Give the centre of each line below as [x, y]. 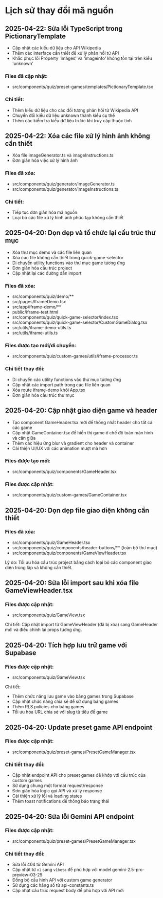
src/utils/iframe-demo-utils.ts [42, 328]
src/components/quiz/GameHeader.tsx [51, 542]
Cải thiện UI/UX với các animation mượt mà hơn [59, 448]
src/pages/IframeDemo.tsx [39, 302]
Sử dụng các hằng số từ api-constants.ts [53, 885]
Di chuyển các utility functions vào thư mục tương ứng [66, 380]
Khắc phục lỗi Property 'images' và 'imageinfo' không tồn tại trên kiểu [82, 58]
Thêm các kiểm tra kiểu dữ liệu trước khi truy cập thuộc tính [72, 120]
